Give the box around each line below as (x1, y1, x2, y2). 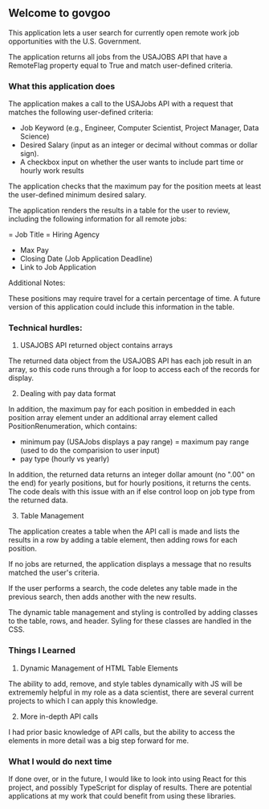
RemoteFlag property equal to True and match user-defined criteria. (8, 60, 233, 70)
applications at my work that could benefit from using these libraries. (8, 791, 236, 800)
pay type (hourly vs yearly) (19, 454, 110, 464)
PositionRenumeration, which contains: (8, 422, 137, 431)
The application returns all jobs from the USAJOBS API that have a (8, 52, 227, 61)
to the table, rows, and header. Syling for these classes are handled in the (8, 616, 252, 626)
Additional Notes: (8, 278, 66, 288)
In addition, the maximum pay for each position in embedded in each (8, 404, 235, 414)
